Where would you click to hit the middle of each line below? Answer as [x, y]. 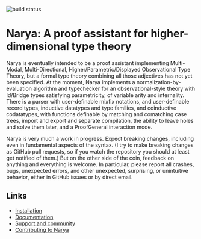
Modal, [15, 69]
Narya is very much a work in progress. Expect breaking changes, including [100, 138]
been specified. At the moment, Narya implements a [71, 82]
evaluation [19, 88]
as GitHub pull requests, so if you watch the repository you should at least [98, 151]
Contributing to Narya [42, 229]
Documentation [34, 217]
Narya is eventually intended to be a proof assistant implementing [88, 63]
